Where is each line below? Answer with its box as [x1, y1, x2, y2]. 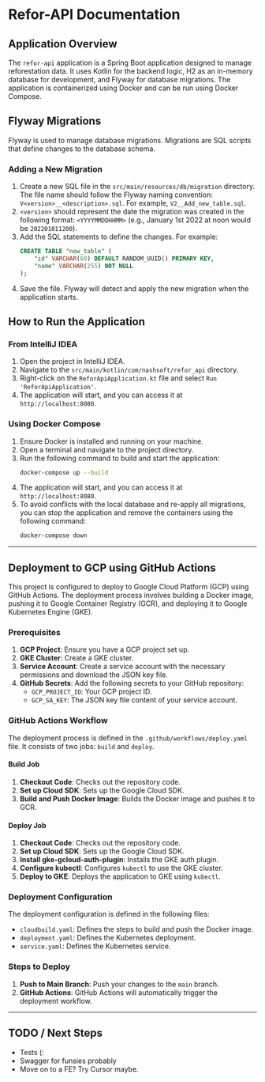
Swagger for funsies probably [19, 1056, 117, 1065]
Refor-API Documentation [8, 6, 181, 24]
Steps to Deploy [8, 961, 71, 972]
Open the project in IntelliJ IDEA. [19, 357, 125, 366]
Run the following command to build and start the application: [19, 453, 220, 463]
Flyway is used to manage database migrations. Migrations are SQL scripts [8, 135, 252, 145]
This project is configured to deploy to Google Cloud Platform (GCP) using [8, 582, 249, 592]
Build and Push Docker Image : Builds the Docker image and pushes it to [19, 793, 256, 804]
